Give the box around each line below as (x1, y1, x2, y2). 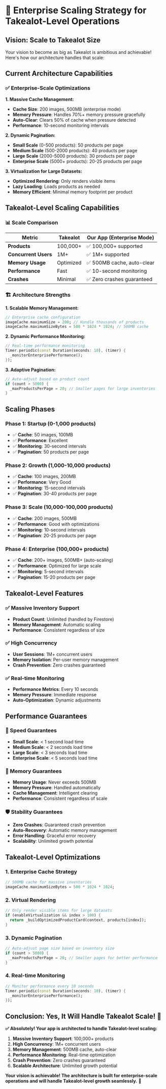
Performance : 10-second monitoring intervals (12, 122, 109, 128)
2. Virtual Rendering (5, 896, 56, 903)
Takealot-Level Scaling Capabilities (5, 204, 119, 212)
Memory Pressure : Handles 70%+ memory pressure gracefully (12, 111, 146, 118)
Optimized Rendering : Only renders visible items (12, 178, 116, 184)
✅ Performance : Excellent (12, 437, 68, 443)
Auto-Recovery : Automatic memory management (12, 827, 117, 833)
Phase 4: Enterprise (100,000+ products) (5, 545, 109, 552)
